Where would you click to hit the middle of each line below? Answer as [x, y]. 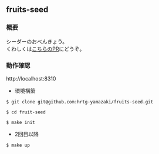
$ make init [21, 122]
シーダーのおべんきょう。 [37, 41]
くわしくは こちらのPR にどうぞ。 [45, 49]
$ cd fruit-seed [26, 112]
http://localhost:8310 [31, 78]
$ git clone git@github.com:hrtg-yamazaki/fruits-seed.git [80, 102]
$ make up [18, 145]
